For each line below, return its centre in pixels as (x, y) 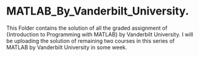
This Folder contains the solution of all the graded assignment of (87, 28)
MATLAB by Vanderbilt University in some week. (67, 47)
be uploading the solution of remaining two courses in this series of (90, 41)
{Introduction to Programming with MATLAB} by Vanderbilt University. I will (100, 34)
